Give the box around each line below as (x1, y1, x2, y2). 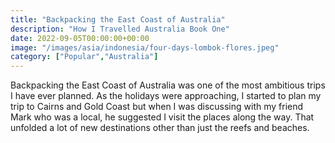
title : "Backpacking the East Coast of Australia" (10, 14, 226, 25)
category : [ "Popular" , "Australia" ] (10, 52, 159, 62)
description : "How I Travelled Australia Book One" (10, 24, 230, 34)
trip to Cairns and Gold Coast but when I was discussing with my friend (10, 101, 304, 113)
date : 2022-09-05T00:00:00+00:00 (10, 33, 150, 43)
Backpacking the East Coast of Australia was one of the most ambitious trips (10, 79, 326, 91)
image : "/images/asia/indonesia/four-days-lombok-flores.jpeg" (10, 42, 280, 53)
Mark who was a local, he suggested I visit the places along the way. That (10, 111, 315, 123)
